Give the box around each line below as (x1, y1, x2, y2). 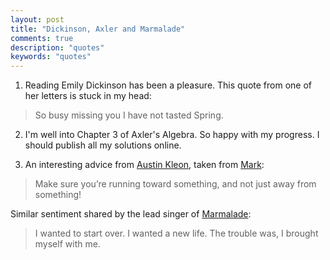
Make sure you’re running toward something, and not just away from (34, 178, 317, 190)
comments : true (10, 33, 74, 43)
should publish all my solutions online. (24, 139, 182, 151)
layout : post (10, 14, 65, 25)
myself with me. (34, 238, 101, 250)
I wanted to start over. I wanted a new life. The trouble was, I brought (34, 227, 319, 240)
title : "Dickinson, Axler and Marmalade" (10, 24, 186, 34)
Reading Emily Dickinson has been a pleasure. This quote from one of (24, 79, 312, 91)
